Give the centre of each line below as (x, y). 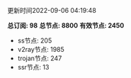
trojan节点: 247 (40, 58)
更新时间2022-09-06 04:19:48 (52, 10)
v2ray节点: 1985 (41, 49)
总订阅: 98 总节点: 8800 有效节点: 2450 (66, 26)
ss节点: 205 (35, 40)
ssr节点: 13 (33, 67)
